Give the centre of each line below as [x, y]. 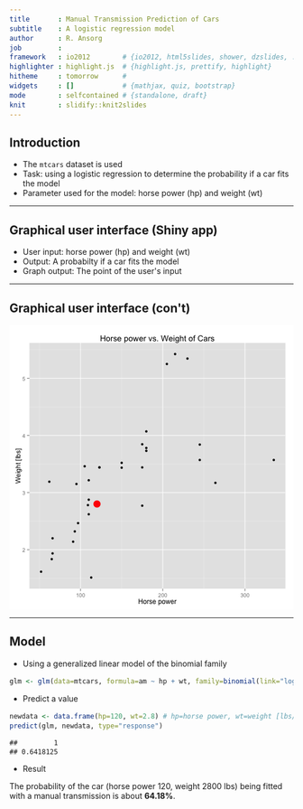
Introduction [45, 142]
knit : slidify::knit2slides [78, 105]
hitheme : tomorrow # [68, 77]
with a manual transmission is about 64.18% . [92, 796]
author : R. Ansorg [56, 38]
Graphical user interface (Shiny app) [114, 230]
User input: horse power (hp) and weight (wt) [106, 252]
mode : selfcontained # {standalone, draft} [108, 95]
